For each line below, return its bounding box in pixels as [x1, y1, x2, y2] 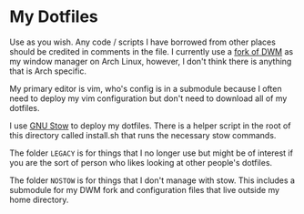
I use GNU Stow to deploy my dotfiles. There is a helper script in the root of [9, 120, 291, 131]
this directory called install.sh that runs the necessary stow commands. [9, 129, 277, 140]
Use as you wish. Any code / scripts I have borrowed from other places [9, 36, 276, 47]
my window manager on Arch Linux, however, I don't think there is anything [9, 56, 292, 66]
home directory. [9, 194, 69, 205]
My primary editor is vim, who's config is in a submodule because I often [9, 83, 282, 94]
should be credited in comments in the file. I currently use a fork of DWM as [9, 46, 294, 56]
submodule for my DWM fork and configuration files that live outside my [9, 184, 280, 195]
